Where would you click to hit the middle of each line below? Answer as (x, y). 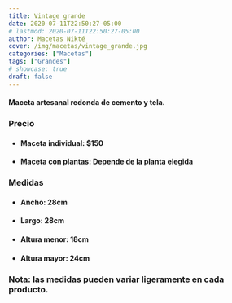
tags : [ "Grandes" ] (39, 62)
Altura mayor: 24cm (55, 258)
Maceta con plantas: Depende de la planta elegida (107, 162)
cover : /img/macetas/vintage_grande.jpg (78, 46)
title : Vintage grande (47, 16)
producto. (28, 289)
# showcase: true (38, 69)
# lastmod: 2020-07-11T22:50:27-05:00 (74, 31)
